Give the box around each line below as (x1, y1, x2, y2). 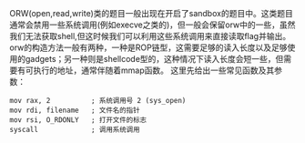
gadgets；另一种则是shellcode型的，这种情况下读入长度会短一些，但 (25, 54, 284, 64)
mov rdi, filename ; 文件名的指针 (9, 106, 140, 115)
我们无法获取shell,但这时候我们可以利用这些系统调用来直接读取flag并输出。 (9, 31, 291, 41)
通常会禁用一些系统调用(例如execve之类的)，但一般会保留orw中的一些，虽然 (9, 19, 296, 30)
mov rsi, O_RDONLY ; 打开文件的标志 (9, 116, 147, 125)
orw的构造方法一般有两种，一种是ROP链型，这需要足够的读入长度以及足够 (9, 42, 288, 53)
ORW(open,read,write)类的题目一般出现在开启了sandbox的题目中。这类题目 (9, 8, 293, 18)
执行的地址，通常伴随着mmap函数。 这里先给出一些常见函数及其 (33, 65, 275, 76)
